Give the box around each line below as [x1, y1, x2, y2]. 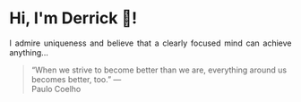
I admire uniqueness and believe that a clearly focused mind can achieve [9, 38, 292, 48]
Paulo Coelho [30, 83, 82, 94]
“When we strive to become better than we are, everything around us [30, 64, 288, 75]
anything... [9, 47, 49, 57]
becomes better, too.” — [30, 73, 122, 84]
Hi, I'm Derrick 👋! [9, 8, 137, 29]
